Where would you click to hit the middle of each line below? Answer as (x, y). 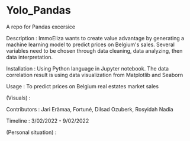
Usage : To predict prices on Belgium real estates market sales (82, 86)
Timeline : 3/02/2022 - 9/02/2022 (48, 121)
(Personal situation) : (31, 132)
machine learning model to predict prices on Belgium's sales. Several (90, 44)
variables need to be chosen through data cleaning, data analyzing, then (94, 50)
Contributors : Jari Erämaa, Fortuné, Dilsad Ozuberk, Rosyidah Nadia (90, 109)
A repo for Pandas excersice (41, 27)
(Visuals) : (18, 98)
